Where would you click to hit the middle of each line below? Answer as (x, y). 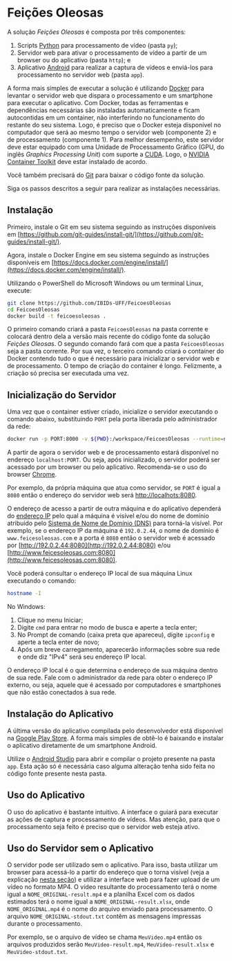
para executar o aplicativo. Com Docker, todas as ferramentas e (98, 102)
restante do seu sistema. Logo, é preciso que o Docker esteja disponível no (114, 125)
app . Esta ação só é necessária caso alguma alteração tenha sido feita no (111, 766)
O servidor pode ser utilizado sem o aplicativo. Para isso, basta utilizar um (113, 865)
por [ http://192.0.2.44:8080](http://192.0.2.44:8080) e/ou (89, 545)
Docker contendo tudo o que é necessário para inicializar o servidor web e (113, 358)
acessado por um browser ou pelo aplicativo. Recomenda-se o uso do (107, 467)
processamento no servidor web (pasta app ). (81, 75)
